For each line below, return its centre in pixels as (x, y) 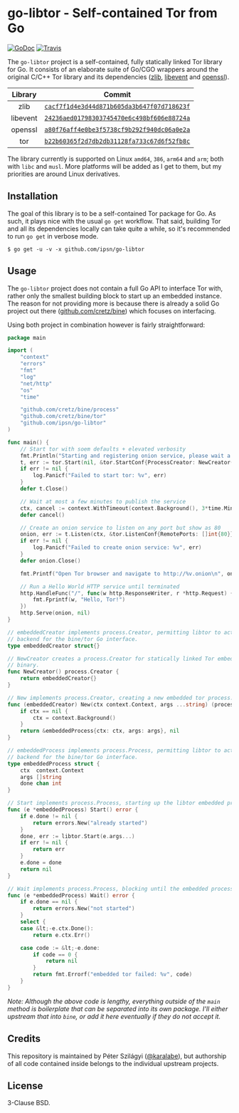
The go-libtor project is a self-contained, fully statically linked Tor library (115, 61)
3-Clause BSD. (29, 1103)
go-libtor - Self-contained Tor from (112, 13)
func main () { (28, 442)
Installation (33, 196)
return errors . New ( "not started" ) (84, 909)
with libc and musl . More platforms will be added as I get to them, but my (115, 166)
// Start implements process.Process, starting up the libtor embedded (116, 803)
